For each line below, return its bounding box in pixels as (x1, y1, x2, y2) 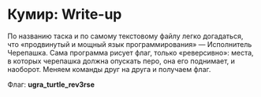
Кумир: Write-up (7, 5, 122, 23)
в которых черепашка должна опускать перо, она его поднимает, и (7, 56, 236, 66)
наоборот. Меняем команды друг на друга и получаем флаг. (7, 64, 211, 74)
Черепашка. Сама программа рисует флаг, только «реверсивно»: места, (7, 48, 254, 57)
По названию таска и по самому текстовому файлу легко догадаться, (7, 31, 244, 41)
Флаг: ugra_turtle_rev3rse (7, 80, 95, 89)
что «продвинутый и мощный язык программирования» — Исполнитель (7, 39, 252, 48)
